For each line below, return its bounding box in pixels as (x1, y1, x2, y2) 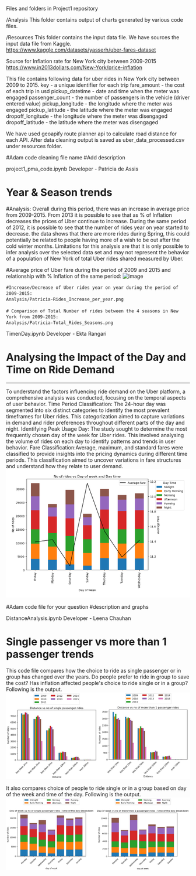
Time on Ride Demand (6, 363, 115, 377)
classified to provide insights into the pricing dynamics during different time (6, 450, 188, 457)
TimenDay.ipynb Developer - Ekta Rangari (6, 330, 107, 337)
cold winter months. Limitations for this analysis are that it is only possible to (6, 243, 190, 250)
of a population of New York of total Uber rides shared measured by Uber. (6, 255, 184, 262)
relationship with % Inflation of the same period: (6, 272, 121, 279)
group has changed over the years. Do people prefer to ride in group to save (6, 673, 190, 680)
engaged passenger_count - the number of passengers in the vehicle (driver (6, 94, 190, 101)
